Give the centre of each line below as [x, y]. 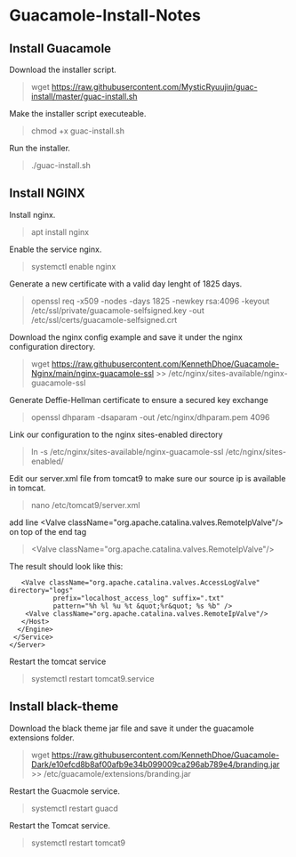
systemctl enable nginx [73, 266]
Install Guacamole [60, 49]
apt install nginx [60, 231]
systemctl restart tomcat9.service [92, 678]
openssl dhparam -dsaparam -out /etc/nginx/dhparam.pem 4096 [150, 417]
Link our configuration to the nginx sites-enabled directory [116, 434]
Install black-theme [64, 707]
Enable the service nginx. [56, 249]
